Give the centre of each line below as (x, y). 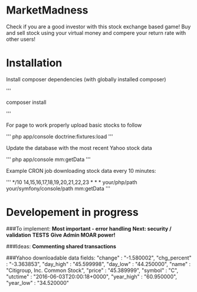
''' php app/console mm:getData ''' (48, 159)
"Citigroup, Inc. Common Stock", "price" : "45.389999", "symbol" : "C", (92, 270)
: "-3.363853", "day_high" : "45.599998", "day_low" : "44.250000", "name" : (98, 264)
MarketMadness (47, 10)
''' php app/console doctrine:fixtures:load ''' (60, 136)
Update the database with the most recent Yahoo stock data (79, 147)
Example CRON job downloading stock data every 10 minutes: (81, 170)
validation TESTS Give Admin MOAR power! (61, 235)
